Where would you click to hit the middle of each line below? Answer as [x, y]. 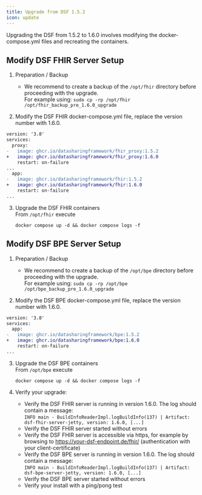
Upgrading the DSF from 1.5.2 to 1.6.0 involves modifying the [82, 35]
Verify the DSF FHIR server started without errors [86, 428]
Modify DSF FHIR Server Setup [65, 60]
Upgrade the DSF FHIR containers [57, 207]
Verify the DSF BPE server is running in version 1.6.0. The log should [109, 454]
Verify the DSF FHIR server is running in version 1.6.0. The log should [110, 403]
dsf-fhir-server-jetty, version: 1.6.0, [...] [84, 422]
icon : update [23, 18]
